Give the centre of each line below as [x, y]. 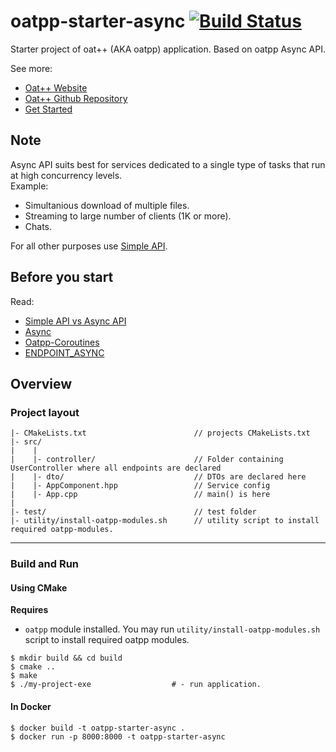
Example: [29, 186]
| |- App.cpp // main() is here [140, 495]
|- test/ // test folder [133, 512]
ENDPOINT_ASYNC [64, 352]
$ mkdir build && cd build [66, 658]
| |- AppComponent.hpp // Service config [140, 486]
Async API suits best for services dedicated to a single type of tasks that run [168, 164]
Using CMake [39, 587]
